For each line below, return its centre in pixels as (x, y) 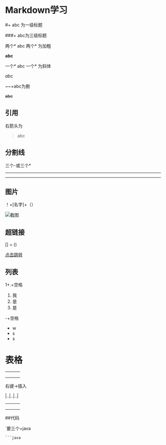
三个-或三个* (18, 165)
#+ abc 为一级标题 (24, 25)
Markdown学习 (36, 10)
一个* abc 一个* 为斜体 (28, 66)
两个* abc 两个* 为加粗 (28, 46)
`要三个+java (18, 428)
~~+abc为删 (18, 86)
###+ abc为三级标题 (26, 35)
